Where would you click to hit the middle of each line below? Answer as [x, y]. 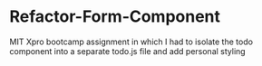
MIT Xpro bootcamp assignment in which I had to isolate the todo [131, 42]
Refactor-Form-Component [115, 17]
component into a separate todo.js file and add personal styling [128, 51]
